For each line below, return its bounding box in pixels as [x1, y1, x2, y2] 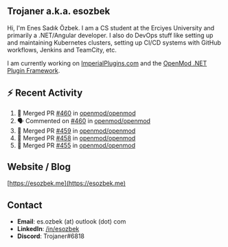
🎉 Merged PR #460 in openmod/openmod [16, 109, 136, 117]
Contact [7, 199, 43, 211]
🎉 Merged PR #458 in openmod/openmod [16, 133, 136, 142]
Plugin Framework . [7, 66, 60, 74]
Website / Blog [7, 161, 71, 173]
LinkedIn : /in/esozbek [16, 225, 80, 233]
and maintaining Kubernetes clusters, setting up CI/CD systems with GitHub [7, 38, 222, 47]
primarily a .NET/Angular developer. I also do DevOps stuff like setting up [7, 31, 214, 39]
